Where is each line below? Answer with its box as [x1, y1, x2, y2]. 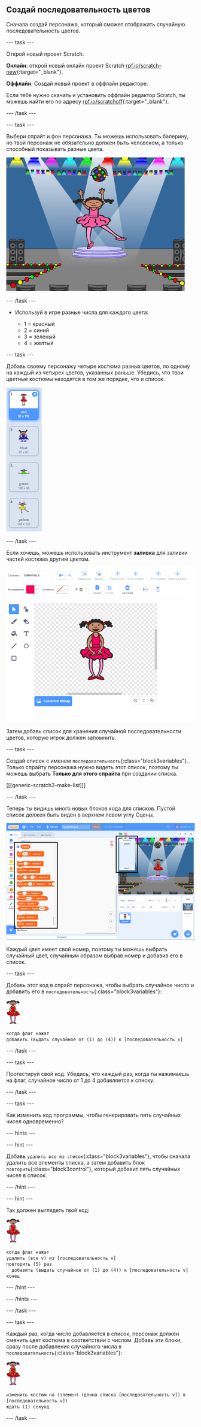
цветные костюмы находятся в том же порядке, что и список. [6, 375, 165, 382]
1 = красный [23, 320, 55, 327]
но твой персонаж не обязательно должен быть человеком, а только [6, 139, 184, 146]
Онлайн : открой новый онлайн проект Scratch [6, 62, 124, 69]
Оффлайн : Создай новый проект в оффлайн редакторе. [6, 80, 148, 87]
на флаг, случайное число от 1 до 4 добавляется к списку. [6, 1077, 155, 1084]
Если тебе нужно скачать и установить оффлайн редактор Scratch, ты [6, 91, 185, 98]
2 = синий [23, 326, 50, 334]
